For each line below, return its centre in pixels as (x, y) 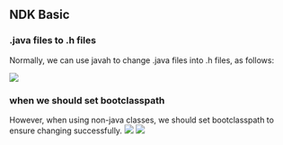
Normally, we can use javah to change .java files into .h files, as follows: (142, 60)
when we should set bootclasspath (87, 100)
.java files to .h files (53, 41)
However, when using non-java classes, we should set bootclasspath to (141, 120)
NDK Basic (40, 15)
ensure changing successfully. (66, 131)
